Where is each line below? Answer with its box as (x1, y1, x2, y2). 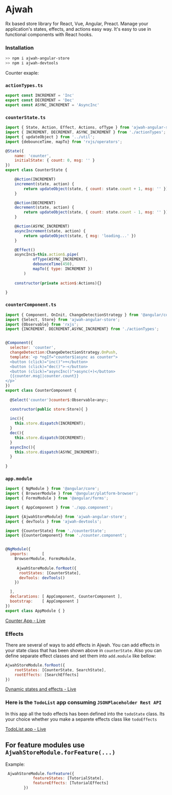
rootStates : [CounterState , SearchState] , (14, 667, 106, 673)
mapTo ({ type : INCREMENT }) (32, 266, 93, 272)
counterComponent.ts (5, 302, 57, 308)
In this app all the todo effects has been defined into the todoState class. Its (5, 711, 165, 717)
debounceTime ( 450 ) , (32, 262, 74, 267)
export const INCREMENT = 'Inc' (5, 93, 74, 98)
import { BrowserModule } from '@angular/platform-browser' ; (5, 491, 139, 496)
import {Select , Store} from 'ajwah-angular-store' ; (5, 317, 120, 322)
